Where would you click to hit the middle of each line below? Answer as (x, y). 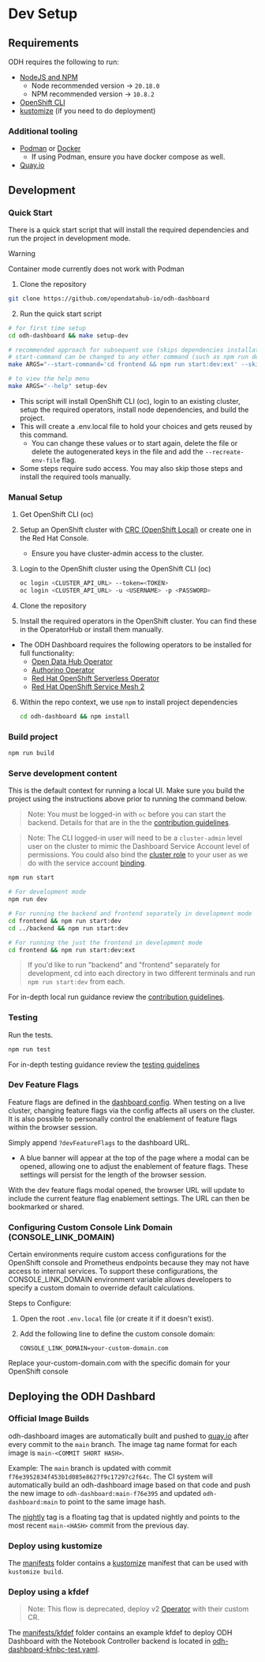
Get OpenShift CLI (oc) (56, 514)
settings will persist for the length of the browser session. (113, 1174)
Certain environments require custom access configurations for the (118, 1254)
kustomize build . (36, 1572)
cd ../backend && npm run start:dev (68, 928)
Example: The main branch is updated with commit (90, 1468)
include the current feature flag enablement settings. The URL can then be (129, 1198)
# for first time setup (47, 328)
